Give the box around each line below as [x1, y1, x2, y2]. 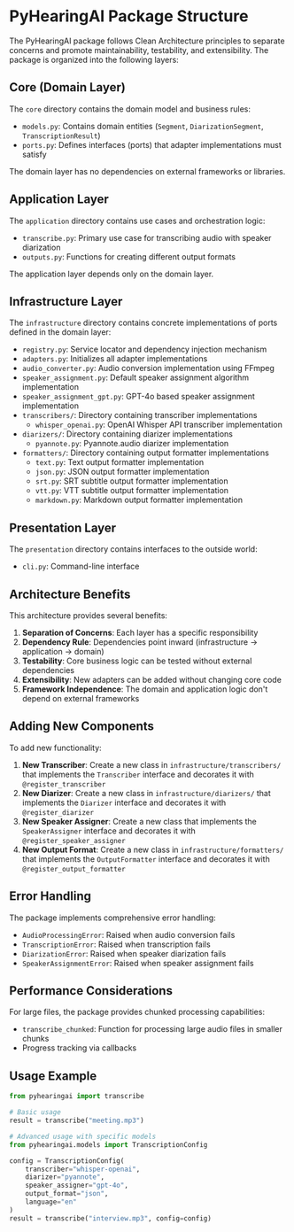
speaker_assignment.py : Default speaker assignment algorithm [21, 372, 250, 383]
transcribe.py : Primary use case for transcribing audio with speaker [21, 232, 272, 243]
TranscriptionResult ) [21, 130, 101, 141]
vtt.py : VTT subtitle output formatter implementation [35, 485, 228, 496]
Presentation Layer [9, 520, 117, 535]
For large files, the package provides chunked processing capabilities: [9, 1007, 266, 1018]
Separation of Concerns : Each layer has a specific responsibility [21, 627, 259, 638]
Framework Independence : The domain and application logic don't [21, 684, 268, 694]
